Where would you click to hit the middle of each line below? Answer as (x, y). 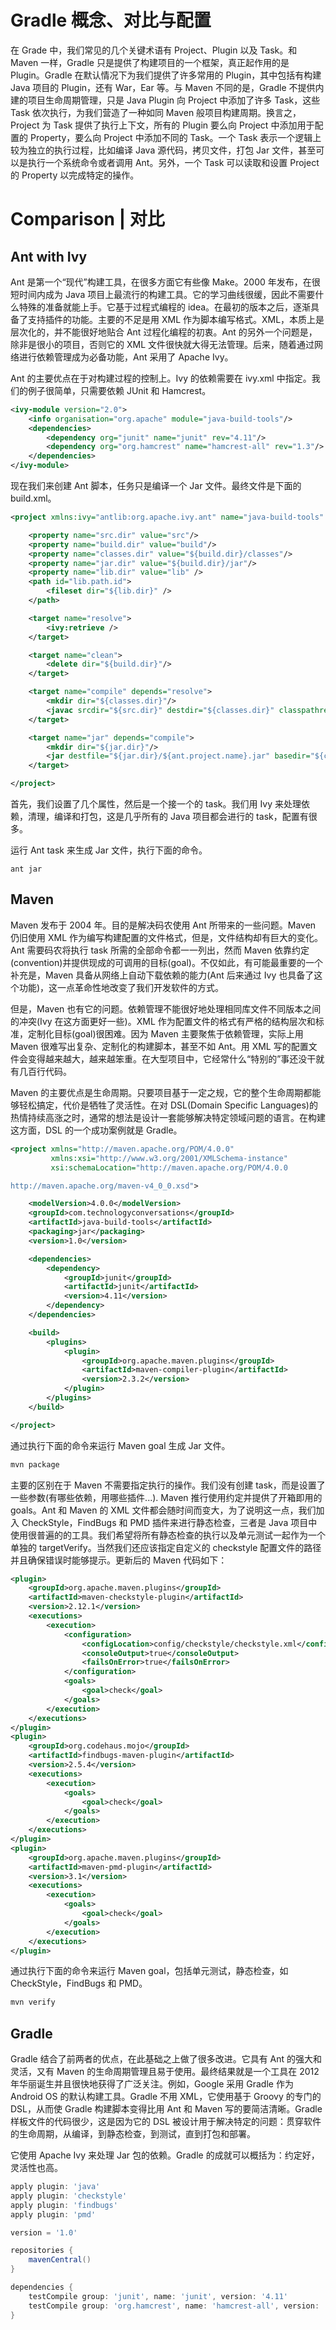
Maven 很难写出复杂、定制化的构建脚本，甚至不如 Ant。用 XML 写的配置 (159, 1046)
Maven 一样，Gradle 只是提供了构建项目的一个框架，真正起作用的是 (150, 62)
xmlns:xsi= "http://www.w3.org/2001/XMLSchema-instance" (169, 1158)
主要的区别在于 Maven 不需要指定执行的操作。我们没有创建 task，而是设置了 (168, 1485)
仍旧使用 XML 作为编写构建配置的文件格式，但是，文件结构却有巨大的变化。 (166, 937)
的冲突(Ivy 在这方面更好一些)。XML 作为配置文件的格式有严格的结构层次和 (163, 1021)
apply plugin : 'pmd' (53, 2214)
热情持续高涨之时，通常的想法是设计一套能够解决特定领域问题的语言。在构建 (168, 1117)
